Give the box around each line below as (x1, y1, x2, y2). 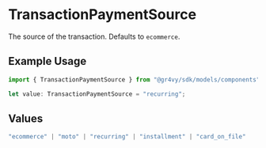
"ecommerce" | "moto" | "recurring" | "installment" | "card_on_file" (8, 133, 246, 141)
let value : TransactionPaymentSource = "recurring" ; (8, 89, 186, 98)
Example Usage (8, 55, 87, 68)
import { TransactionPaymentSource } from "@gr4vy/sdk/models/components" (8, 75, 260, 84)
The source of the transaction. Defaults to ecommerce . (8, 32, 180, 41)
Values (8, 112, 44, 125)
